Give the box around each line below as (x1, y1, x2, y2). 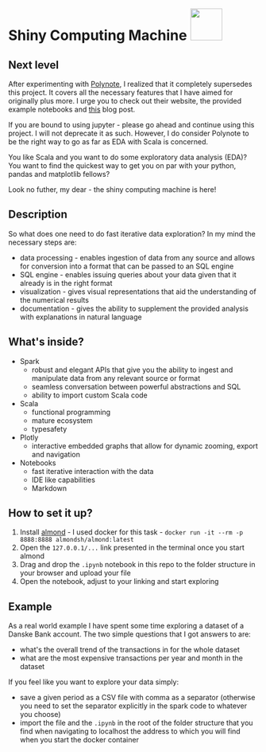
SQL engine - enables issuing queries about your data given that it (19, 269, 237, 279)
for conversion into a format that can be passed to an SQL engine (19, 261, 234, 271)
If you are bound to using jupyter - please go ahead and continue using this (8, 120, 255, 129)
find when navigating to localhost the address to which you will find (19, 727, 241, 736)
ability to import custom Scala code (31, 390, 148, 400)
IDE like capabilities (31, 475, 95, 484)
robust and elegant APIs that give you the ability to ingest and (31, 365, 233, 374)
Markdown (31, 483, 67, 493)
